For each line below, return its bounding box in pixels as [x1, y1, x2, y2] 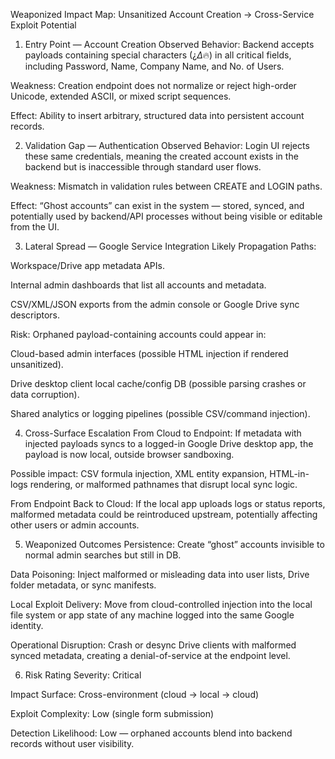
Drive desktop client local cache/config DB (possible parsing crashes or [10, 378, 307, 389]
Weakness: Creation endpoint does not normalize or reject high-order [10, 80, 297, 91]
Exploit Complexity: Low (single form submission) [10, 708, 215, 719]
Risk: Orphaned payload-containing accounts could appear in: [10, 329, 267, 340]
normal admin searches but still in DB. [24, 549, 182, 561]
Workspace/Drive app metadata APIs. [10, 260, 165, 271]
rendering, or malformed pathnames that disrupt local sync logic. [29, 479, 298, 490]
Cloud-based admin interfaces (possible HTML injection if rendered [10, 348, 289, 359]
